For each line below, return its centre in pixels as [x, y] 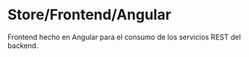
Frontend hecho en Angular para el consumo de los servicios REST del [124, 37]
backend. [23, 45]
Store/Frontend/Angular [90, 15]
